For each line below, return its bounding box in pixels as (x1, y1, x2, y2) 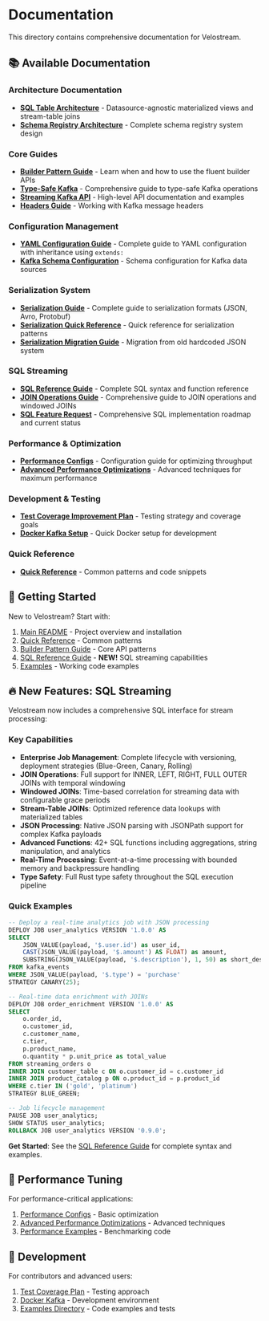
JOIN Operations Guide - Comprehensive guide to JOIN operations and (19, 392, 257, 402)
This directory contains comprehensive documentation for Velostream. (8, 32, 242, 42)
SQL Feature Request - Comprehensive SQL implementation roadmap (19, 409, 251, 419)
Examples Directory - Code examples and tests (19, 1304, 176, 1314)
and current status (19, 417, 82, 427)
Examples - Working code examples (19, 660, 139, 671)
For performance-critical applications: (8, 1194, 134, 1204)
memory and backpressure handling (19, 863, 140, 872)
